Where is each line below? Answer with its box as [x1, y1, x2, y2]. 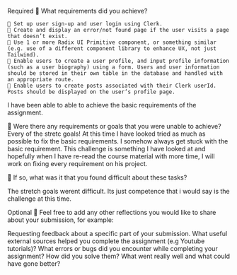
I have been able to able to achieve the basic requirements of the [7, 101, 197, 109]
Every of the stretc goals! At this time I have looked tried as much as [7, 129, 206, 138]
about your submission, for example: [7, 216, 114, 224]
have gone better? [7, 259, 61, 268]
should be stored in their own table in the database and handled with [7, 70, 223, 77]
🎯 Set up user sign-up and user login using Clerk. [7, 21, 163, 28]
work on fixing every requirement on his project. [7, 160, 148, 168]
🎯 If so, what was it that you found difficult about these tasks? [7, 173, 187, 182]
